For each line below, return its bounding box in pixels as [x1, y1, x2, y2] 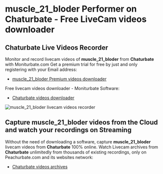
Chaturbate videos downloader [12, 95, 74, 101]
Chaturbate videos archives [12, 164, 68, 170]
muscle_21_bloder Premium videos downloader [12, 76, 107, 82]
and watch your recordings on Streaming [5, 126, 132, 134]
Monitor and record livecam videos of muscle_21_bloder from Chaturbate [5, 56, 154, 62]
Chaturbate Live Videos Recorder [5, 43, 109, 52]
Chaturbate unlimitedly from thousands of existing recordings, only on [5, 149, 147, 155]
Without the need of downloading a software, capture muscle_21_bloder [5, 139, 151, 144]
